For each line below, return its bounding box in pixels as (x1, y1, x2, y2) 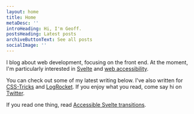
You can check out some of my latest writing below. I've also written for (6, 76, 183, 84)
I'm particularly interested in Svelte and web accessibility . (6, 65, 149, 72)
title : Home (6, 14, 36, 20)
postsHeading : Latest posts (6, 31, 77, 37)
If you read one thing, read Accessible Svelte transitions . (6, 101, 147, 108)
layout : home (6, 8, 39, 15)
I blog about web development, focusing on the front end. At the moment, (6, 58, 188, 66)
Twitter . (6, 89, 25, 97)
